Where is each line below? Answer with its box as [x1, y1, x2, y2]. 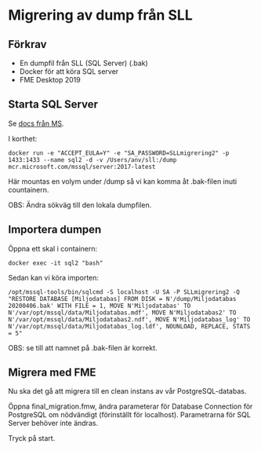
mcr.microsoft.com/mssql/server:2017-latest [8, 163, 156, 170]
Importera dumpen [8, 223, 102, 236]
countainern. [8, 185, 49, 194]
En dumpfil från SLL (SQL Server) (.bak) [19, 58, 149, 68]
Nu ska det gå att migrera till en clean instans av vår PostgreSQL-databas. [8, 387, 247, 396]
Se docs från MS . [8, 119, 64, 128]
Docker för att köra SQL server [19, 67, 119, 76]
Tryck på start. [8, 434, 56, 443]
